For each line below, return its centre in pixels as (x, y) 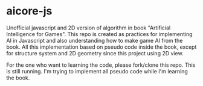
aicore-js (29, 11)
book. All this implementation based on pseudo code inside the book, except (101, 47)
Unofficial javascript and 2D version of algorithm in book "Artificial (89, 28)
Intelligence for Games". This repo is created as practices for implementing (99, 34)
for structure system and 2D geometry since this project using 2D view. (95, 53)
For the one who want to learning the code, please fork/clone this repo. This (101, 65)
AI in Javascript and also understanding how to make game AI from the (95, 40)
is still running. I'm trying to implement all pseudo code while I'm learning (97, 71)
